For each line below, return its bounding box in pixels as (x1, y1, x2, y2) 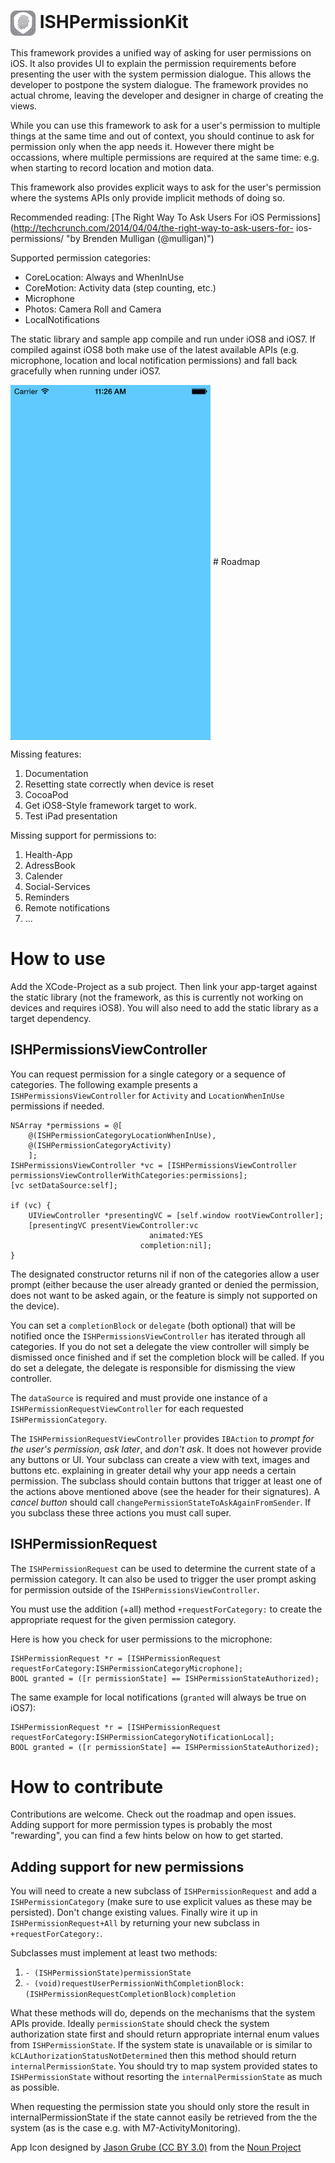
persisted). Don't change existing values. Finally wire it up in (10, 1906, 258, 1919)
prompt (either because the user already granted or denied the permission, (10, 1278, 319, 1290)
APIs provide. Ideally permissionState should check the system (10, 2018, 270, 2030)
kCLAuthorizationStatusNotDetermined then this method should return (10, 2050, 297, 2062)
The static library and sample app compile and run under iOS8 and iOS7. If (10, 333, 316, 345)
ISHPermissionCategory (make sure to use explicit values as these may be (10, 1896, 313, 1908)
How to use (10, 948, 106, 970)
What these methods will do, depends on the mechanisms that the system (10, 2007, 316, 2019)
